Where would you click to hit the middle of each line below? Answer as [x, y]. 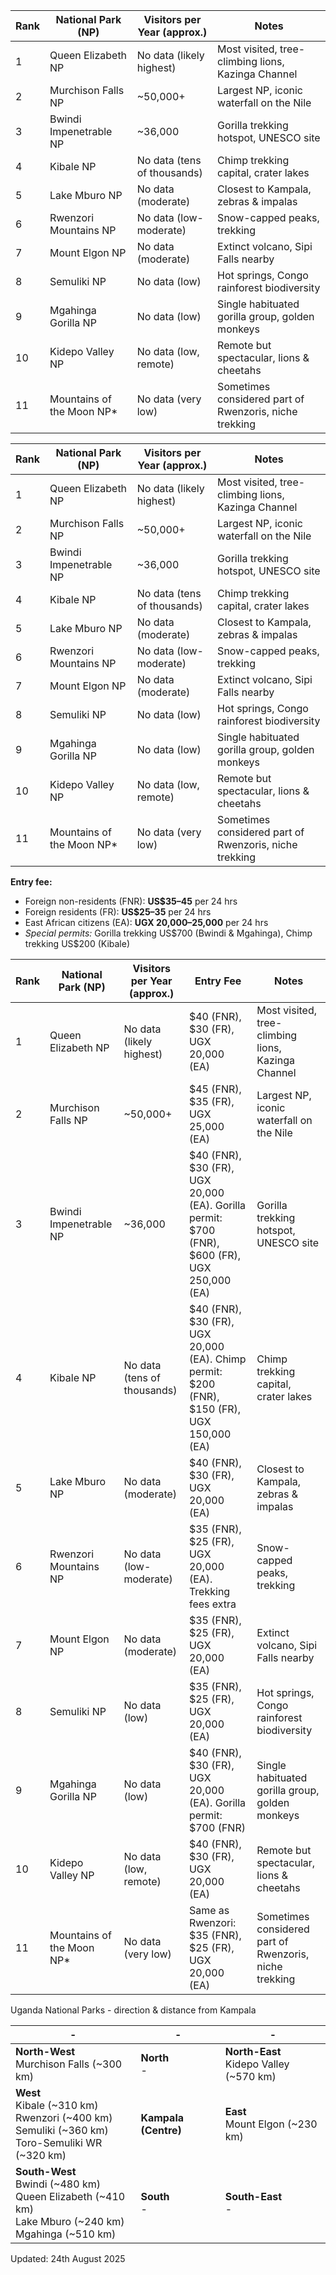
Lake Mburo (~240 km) [70, 2221]
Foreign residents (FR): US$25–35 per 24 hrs [118, 912]
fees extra [212, 1604]
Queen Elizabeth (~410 [70, 2196]
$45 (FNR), [215, 1089]
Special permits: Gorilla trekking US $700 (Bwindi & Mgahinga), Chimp [168, 933]
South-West [46, 2171]
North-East [253, 2051]
